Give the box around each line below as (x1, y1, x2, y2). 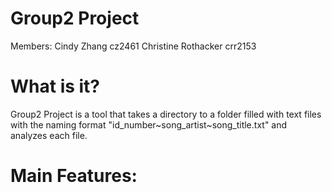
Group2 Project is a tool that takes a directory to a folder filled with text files (10, 108, 322, 120)
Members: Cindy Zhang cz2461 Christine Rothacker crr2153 (10, 40, 257, 52)
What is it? (10, 75, 101, 98)
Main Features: (10, 165, 138, 187)
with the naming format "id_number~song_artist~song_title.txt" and (10, 118, 288, 131)
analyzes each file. (10, 129, 88, 141)
